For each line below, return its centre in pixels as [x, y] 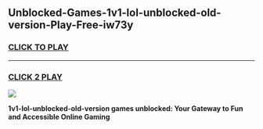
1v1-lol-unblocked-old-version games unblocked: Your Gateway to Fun [126, 108]
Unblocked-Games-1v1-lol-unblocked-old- [115, 13]
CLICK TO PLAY [38, 48]
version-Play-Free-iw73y [71, 25]
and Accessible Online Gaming [59, 116]
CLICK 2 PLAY [35, 77]
